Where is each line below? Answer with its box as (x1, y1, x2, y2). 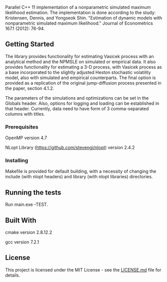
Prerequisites (5, 123, 38, 130)
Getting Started (5, 40, 54, 49)
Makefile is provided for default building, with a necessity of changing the (5, 168, 157, 174)
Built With (5, 216, 36, 224)
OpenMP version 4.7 (5, 135, 47, 141)
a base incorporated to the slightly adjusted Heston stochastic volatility (5, 69, 151, 75)
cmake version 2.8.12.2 (5, 229, 52, 235)
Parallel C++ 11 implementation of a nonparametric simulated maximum (5, 5, 151, 10)
